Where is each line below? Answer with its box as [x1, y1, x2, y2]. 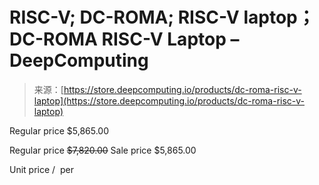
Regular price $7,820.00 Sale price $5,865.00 [9, 144, 197, 156]
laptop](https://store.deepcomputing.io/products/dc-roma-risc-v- [33, 94, 306, 107]
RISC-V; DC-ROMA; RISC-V [9, 6, 240, 29]
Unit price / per [9, 163, 74, 175]
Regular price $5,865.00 [9, 124, 110, 137]
